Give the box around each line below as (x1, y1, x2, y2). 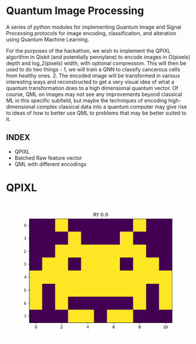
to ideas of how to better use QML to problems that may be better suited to (6, 109, 187, 116)
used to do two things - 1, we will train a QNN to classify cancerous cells (6, 66, 180, 73)
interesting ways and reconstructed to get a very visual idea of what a (6, 78, 174, 85)
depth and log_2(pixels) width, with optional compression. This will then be (6, 60, 187, 67)
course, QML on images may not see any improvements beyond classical (6, 91, 183, 98)
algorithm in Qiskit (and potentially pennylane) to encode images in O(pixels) (6, 53, 191, 60)
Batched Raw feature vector (14, 154, 82, 161)
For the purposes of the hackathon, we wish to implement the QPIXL (6, 47, 171, 54)
